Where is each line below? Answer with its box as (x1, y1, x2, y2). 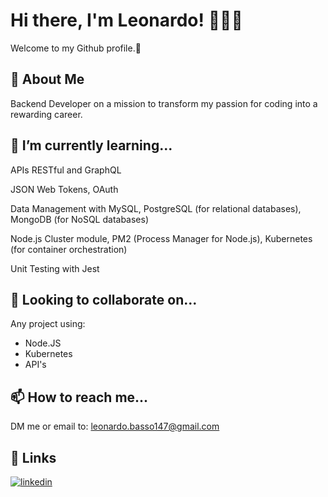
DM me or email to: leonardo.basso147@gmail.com (10, 420, 220, 433)
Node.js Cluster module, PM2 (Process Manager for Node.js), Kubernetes (10, 232, 313, 244)
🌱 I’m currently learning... (10, 137, 173, 154)
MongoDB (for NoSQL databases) (10, 213, 150, 225)
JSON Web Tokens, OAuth (10, 183, 119, 195)
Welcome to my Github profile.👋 (10, 42, 142, 54)
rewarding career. (10, 108, 83, 120)
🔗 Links (10, 449, 57, 466)
